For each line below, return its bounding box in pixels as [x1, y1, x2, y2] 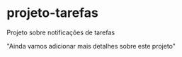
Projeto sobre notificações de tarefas [6, 28, 115, 37]
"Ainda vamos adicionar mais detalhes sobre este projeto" [6, 42, 176, 50]
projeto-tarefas [6, 5, 98, 21]
